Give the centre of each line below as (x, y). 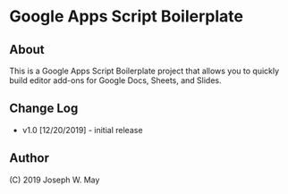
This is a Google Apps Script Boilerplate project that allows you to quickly (144, 71)
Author (29, 158)
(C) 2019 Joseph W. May (55, 180)
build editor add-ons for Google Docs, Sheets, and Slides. (115, 80)
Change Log (44, 109)
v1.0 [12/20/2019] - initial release (82, 130)
